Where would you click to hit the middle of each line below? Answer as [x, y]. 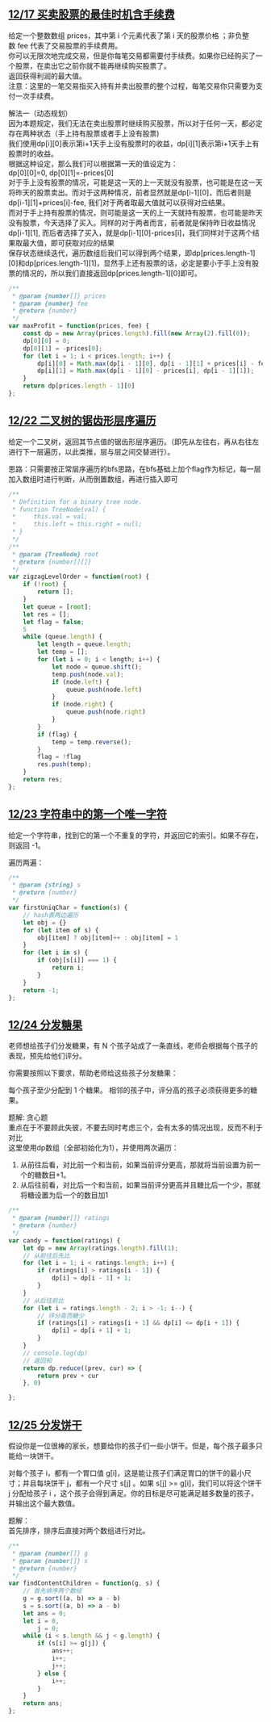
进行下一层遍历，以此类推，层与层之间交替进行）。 [92, 451]
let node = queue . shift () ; [97, 667]
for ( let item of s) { [61, 930]
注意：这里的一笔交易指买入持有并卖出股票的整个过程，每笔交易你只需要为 [132, 86]
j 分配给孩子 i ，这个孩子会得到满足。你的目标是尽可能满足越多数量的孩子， [133, 1493]
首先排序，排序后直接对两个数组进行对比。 [79, 1530]
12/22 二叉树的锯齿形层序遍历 [82, 421]
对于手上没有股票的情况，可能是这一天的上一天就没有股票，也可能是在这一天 [135, 182]
